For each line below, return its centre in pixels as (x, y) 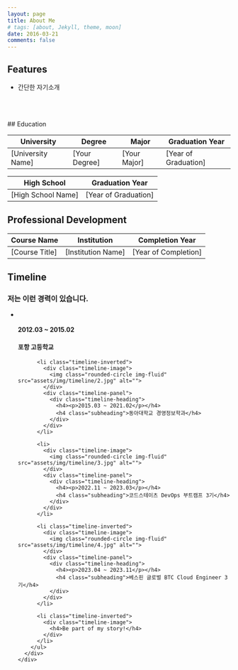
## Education (27, 124)
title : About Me (31, 21)
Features (27, 69)
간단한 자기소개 (39, 87)
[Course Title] (34, 252)
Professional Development (67, 220)
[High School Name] (45, 195)
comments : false (31, 40)
